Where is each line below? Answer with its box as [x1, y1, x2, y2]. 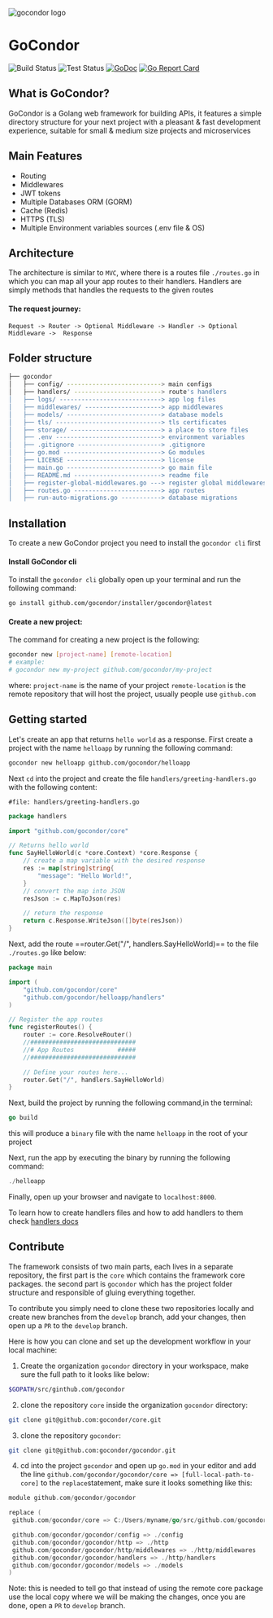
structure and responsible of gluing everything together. [8, 1287, 197, 1297]
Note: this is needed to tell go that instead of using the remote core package [8, 1584, 264, 1594]
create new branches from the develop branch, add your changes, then [8, 1312, 246, 1322]
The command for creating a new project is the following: [8, 635, 201, 645]
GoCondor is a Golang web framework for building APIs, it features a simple [8, 108, 262, 118]
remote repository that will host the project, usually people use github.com [8, 689, 256, 699]
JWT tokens [19, 188, 61, 198]
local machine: [8, 1344, 58, 1355]
